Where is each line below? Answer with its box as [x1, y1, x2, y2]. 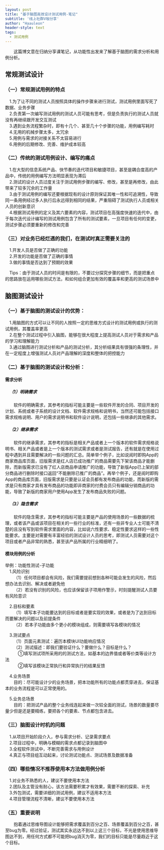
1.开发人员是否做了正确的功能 [9, 247, 68, 253]
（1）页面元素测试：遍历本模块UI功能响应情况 [14, 638, 105, 644]
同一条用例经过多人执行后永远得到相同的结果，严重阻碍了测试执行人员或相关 [5, 197, 159, 203]
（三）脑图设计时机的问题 [5, 722, 65, 729]
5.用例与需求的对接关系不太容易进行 [9, 135, 82, 141]
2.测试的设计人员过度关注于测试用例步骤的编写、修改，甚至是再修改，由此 [9, 179, 159, 185]
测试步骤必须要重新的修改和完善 [5, 221, 69, 228]
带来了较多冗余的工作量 [5, 185, 52, 191]
